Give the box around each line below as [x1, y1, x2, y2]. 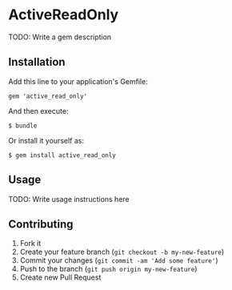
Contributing [8, 217, 74, 231]
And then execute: [8, 106, 69, 115]
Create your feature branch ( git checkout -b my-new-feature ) [19, 247, 225, 257]
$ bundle [8, 122, 38, 130]
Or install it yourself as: [8, 135, 84, 145]
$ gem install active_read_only [8, 151, 116, 159]
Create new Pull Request [19, 272, 102, 282]
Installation [8, 55, 66, 69]
